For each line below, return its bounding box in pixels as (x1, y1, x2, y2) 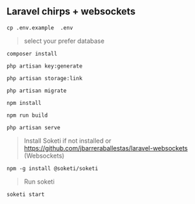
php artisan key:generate (6, 63, 82, 70)
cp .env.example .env (6, 24, 73, 31)
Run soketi (23, 177, 55, 186)
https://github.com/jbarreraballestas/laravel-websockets (23, 144, 188, 152)
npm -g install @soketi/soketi (6, 165, 99, 172)
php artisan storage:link (6, 75, 82, 82)
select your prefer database (23, 37, 105, 45)
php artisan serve (6, 124, 61, 131)
